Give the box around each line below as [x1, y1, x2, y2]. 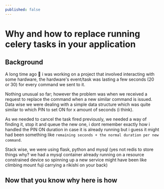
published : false [5, 7, 41, 12]
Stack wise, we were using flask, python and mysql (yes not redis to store [5, 146, 154, 152]
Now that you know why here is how [5, 176, 117, 185]
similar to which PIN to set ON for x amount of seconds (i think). [5, 106, 134, 113]
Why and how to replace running [5, 28, 141, 39]
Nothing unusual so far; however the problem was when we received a [5, 91, 148, 97]
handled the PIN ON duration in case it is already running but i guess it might [5, 126, 160, 132]
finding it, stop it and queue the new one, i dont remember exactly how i [5, 121, 150, 127]
